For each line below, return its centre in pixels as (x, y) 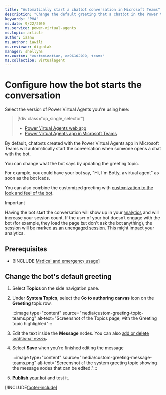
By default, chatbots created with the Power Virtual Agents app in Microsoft (82, 143)
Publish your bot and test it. (41, 378)
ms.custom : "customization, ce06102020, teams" (55, 56)
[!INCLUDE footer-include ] (31, 387)
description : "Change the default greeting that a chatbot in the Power (82, 14)
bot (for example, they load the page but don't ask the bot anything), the (79, 223)
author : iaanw (20, 38)
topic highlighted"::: (32, 323)
